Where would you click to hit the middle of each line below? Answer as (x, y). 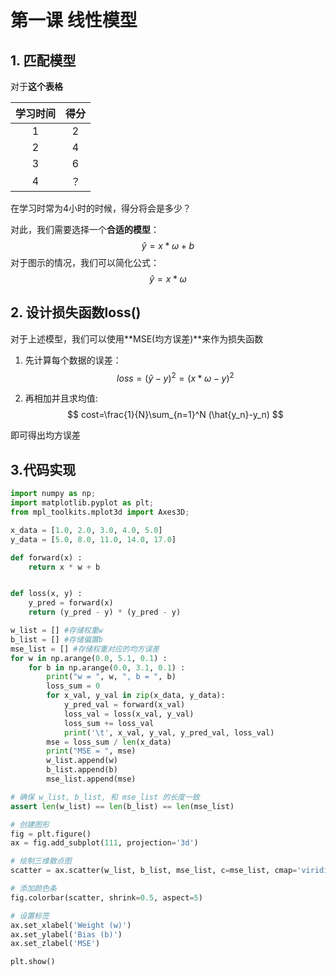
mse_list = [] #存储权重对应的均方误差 (85, 649)
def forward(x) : (46, 557)
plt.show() (33, 962)
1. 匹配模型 (43, 60)
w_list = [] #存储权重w (56, 631)
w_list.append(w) (82, 761)
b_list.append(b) (82, 770)
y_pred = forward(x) (71, 603)
